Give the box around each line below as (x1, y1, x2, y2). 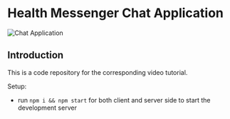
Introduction (7, 49, 64, 61)
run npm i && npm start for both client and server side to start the (17, 95, 211, 104)
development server (17, 103, 77, 112)
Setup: (7, 82, 27, 90)
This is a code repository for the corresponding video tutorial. (7, 68, 188, 76)
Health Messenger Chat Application (7, 5, 224, 21)
